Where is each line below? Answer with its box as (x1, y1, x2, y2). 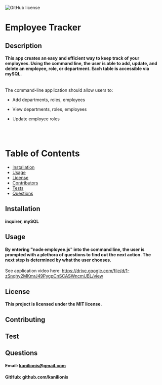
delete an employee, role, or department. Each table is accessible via (5, 66, 150, 71)
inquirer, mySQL (5, 218, 39, 224)
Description (5, 41, 42, 50)
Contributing (5, 315, 45, 324)
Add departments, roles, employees (12, 97, 85, 103)
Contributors (12, 180, 39, 186)
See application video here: (5, 268, 61, 274)
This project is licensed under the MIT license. (5, 301, 102, 307)
